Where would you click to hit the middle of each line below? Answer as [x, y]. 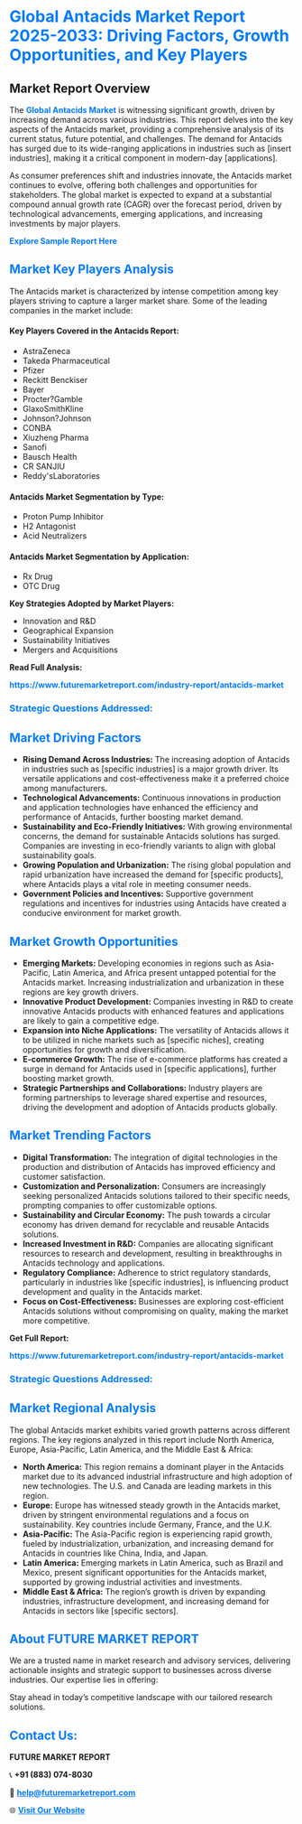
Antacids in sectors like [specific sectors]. [100, 1611]
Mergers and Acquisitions [70, 650]
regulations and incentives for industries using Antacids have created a [154, 903]
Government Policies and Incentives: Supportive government [138, 894]
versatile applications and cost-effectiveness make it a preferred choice [156, 779]
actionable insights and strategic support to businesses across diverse [141, 1670]
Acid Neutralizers [55, 536]
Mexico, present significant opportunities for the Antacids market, [145, 1572]
